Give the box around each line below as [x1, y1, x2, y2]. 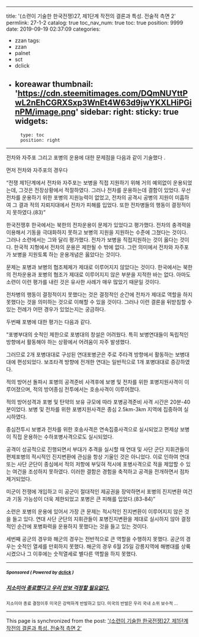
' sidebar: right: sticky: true [75, 107, 179, 117]
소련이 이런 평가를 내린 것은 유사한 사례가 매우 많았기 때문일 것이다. [6, 278, 161, 285]
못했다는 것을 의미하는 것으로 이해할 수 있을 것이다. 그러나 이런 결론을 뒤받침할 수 [6, 298, 192, 305]
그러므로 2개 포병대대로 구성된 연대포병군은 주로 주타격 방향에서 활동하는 [6, 351, 174, 358]
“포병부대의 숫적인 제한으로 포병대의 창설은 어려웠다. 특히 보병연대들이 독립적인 [6, 331, 189, 338]
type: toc [20, 132, 44, 138]
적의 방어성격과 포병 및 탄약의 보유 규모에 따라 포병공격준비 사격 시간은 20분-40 [6, 398, 191, 405]
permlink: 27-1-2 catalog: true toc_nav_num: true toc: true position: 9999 [6, 19, 184, 26]
